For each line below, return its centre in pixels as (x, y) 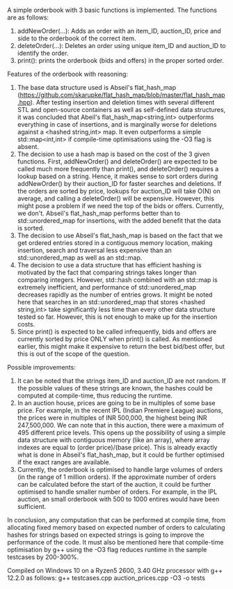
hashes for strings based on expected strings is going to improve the (106, 535)
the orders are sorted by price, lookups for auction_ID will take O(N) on (119, 191)
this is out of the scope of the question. (73, 354)
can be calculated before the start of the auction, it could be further (114, 484)
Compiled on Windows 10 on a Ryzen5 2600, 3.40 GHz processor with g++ (115, 571)
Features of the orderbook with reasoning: (68, 74)
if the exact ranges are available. (64, 462)
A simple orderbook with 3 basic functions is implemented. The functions (112, 10)
